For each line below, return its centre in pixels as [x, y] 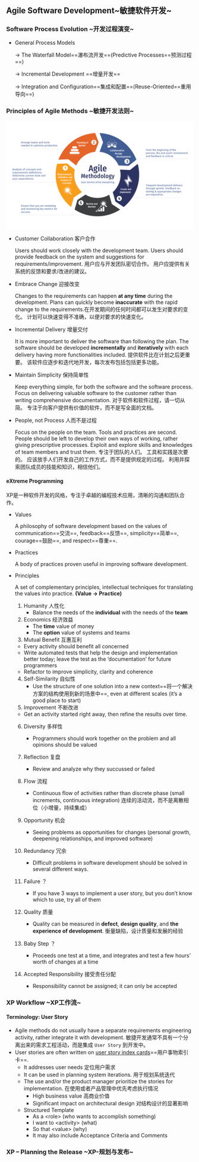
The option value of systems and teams [81, 632]
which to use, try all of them [67, 899]
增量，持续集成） [69, 807]
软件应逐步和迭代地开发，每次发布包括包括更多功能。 [97, 362]
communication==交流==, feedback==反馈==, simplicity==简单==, [97, 533]
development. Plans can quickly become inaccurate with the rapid [96, 302]
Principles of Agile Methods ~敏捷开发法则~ [70, 111]
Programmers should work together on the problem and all [104, 738]
